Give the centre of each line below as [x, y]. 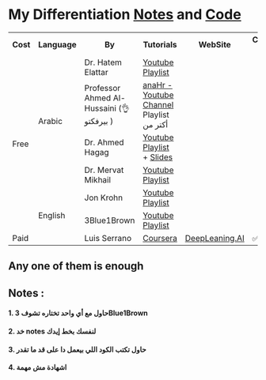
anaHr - [157, 85]
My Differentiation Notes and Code [125, 15]
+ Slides [157, 157]
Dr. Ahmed [104, 142]
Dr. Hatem [103, 62]
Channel [158, 104]
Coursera [160, 238]
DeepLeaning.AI [215, 238]
